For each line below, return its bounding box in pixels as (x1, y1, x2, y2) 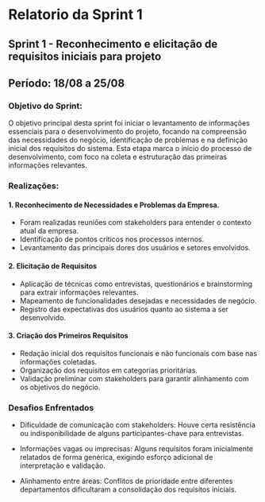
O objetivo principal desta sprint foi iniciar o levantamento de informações (8, 118, 250, 128)
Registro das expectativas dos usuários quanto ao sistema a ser (19, 304, 229, 314)
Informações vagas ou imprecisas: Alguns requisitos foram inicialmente (19, 444, 254, 454)
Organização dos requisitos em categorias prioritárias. (19, 365, 198, 375)
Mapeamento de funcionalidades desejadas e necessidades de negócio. (19, 295, 257, 305)
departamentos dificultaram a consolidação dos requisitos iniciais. (19, 485, 236, 494)
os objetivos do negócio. (19, 382, 101, 392)
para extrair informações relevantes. (19, 288, 139, 297)
